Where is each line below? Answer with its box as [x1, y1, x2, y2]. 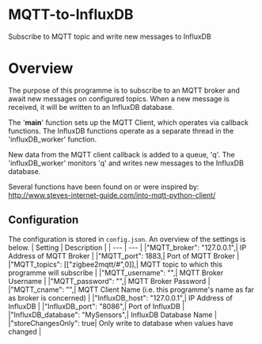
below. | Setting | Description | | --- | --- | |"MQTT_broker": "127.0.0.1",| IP [8, 243, 247, 252]
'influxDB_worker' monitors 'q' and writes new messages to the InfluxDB [8, 158, 244, 168]
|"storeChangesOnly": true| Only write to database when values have [8, 318, 234, 327]
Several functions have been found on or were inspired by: [8, 182, 199, 191]
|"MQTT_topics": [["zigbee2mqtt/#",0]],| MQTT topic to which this [8, 259, 223, 269]
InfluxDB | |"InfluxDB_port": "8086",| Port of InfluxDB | [8, 301, 185, 311]
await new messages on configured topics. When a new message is [8, 93, 230, 104]
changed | [8, 327, 42, 336]
